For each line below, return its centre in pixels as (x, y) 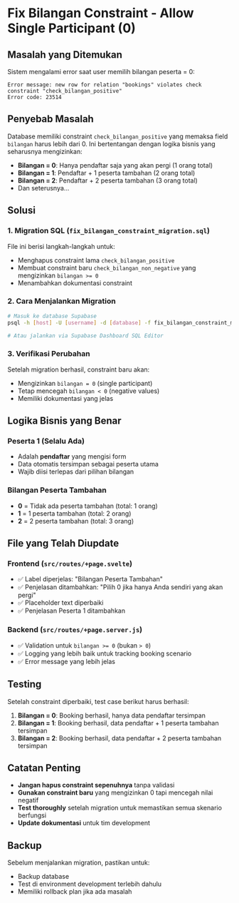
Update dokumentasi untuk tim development (84, 823)
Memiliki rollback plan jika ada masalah (75, 892)
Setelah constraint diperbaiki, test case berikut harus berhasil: (98, 701)
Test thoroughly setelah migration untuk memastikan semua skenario (120, 808)
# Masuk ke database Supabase (52, 316)
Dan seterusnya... (43, 188)
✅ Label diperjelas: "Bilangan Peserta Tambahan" (90, 579)
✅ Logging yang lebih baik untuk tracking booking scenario (105, 653)
